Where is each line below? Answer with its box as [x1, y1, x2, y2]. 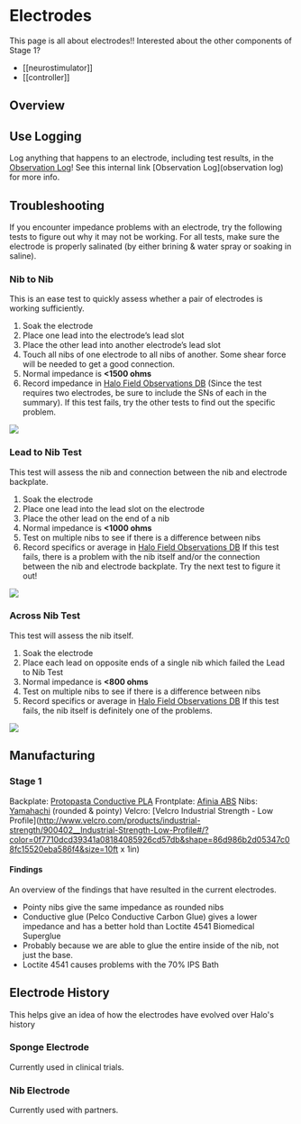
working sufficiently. [9, 303, 85, 314]
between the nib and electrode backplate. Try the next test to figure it [22, 561, 281, 571]
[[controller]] [22, 71, 70, 82]
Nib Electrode [9, 1083, 70, 1096]
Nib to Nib [9, 272, 54, 285]
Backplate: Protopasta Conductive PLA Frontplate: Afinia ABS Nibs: [9, 795, 259, 807]
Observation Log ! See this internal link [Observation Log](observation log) [9, 162, 284, 173]
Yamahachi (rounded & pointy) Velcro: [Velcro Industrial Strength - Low [9, 805, 273, 816]
